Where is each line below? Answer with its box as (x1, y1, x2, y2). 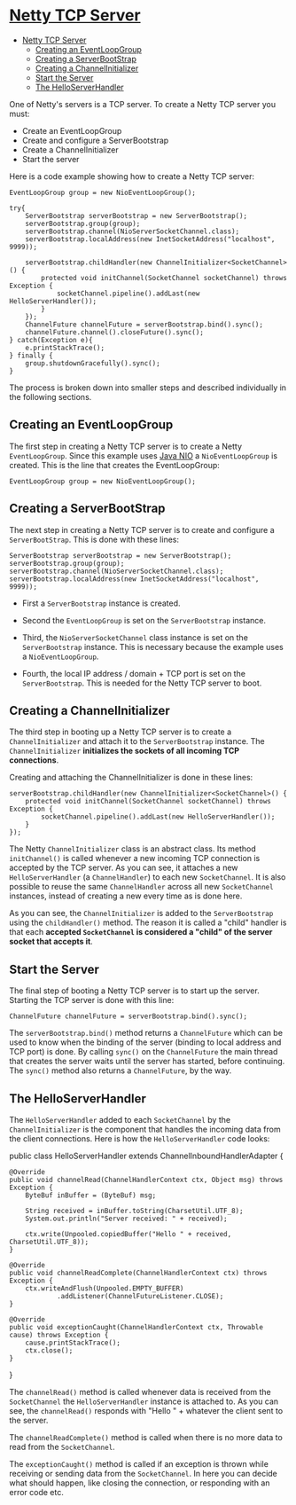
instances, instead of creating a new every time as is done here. (9, 890, 243, 901)
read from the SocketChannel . (9, 1442, 115, 1452)
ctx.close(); (25, 1346, 74, 1355)
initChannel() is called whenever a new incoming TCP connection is (9, 853, 261, 864)
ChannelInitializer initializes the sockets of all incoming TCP (9, 746, 240, 756)
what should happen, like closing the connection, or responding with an (9, 1478, 270, 1488)
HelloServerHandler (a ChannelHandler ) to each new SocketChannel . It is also (9, 872, 286, 882)
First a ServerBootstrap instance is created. (21, 598, 181, 608)
